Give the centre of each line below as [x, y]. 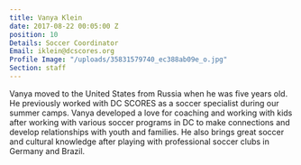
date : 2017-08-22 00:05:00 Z [64, 26]
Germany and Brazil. [47, 151]
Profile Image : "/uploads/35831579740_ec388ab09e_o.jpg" [119, 60]
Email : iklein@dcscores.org [62, 51]
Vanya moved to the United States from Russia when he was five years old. [149, 93]
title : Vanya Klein [46, 18]
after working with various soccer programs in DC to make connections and [150, 122]
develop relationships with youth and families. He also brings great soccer [147, 132]
